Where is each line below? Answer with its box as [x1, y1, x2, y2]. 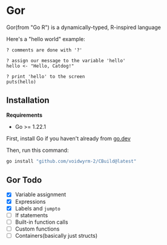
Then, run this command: [6, 146, 69, 154]
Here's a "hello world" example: [6, 35, 86, 42]
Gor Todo [6, 175, 42, 185]
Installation [6, 95, 50, 106]
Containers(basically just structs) [15, 232, 98, 239]
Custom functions [15, 225, 60, 232]
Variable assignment [15, 191, 67, 198]
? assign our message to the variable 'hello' [6, 57, 126, 64]
